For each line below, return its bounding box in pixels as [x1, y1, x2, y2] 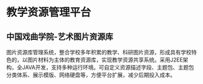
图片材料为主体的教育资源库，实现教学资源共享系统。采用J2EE [27, 56, 183, 63]
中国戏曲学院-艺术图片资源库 [6, 31, 114, 42]
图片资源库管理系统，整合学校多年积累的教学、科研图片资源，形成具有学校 [6, 49, 192, 56]
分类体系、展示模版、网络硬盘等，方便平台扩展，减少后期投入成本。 [6, 71, 176, 79]
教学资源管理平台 [6, 5, 92, 19]
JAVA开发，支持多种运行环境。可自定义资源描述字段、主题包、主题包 [22, 64, 195, 71]
